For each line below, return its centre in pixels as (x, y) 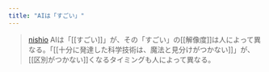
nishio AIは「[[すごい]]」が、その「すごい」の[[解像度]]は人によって (141, 39)
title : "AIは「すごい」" (46, 16)
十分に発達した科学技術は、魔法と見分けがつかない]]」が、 (156, 50)
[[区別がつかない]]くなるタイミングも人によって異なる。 (122, 59)
